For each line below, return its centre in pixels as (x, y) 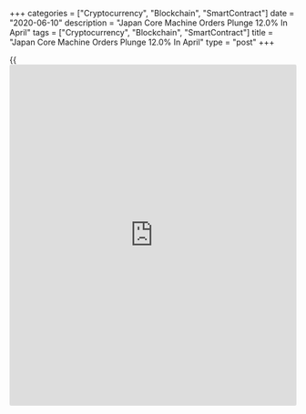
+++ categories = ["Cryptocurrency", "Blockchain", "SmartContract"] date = (152, 13)
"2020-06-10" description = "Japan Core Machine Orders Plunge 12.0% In (149, 23)
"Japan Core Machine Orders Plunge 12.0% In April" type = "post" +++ (142, 42)
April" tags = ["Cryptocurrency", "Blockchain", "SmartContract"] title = (142, 32)
